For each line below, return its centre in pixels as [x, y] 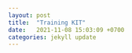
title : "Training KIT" [47, 23]
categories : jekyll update [52, 37]
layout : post [29, 15]
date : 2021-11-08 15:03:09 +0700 [66, 30]
